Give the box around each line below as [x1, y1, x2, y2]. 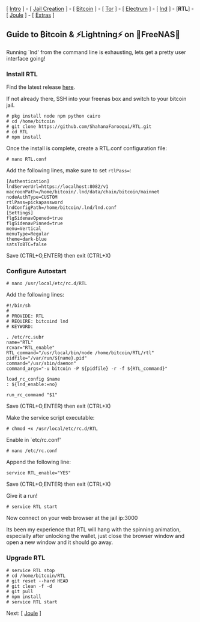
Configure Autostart [6, 267, 67, 276]
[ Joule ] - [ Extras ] [6, 11, 55, 19]
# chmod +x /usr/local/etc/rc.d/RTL [6, 426, 98, 432]
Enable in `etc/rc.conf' [6, 436, 61, 444]
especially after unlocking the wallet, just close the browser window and [6, 533, 185, 540]
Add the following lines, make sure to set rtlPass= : [6, 167, 132, 174]
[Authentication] [6, 178, 50, 185]
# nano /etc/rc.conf [6, 448, 58, 454]
